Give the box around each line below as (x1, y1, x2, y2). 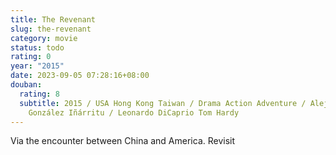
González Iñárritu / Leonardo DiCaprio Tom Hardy (28, 107, 240, 118)
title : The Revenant (10, 14, 97, 25)
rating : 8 (19, 89, 60, 99)
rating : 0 (10, 52, 52, 62)
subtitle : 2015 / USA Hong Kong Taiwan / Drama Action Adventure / (19, 98, 307, 108)
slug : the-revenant (10, 24, 92, 34)
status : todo (10, 42, 65, 53)
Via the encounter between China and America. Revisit (10, 135, 236, 147)
